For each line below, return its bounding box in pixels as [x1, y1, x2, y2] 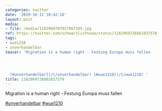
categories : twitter [5, 7, 49, 13]
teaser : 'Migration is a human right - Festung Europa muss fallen [5, 49, 151, 54]
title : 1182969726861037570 [5, 77, 65, 82]
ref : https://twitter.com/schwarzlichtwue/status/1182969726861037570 [5, 31, 157, 36]
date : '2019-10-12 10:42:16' [5, 12, 67, 17]
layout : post [5, 17, 33, 22]
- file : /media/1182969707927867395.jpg [5, 26, 92, 31]
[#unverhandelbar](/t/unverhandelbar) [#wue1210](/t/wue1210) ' [10, 72, 148, 77]
